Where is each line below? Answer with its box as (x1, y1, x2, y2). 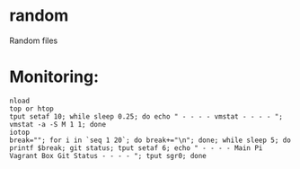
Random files (9, 35, 58, 46)
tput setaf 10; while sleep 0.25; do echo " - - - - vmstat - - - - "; (9, 111, 283, 121)
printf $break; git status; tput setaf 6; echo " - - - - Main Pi (9, 143, 263, 153)
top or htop (9, 104, 54, 113)
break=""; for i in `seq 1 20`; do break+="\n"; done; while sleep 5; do (9, 136, 292, 145)
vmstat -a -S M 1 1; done (9, 120, 106, 129)
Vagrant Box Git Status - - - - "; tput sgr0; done (9, 151, 207, 160)
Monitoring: (9, 67, 100, 87)
